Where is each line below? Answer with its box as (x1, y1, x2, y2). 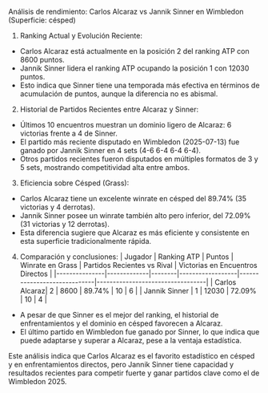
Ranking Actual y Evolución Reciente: (19, 31, 142, 40)
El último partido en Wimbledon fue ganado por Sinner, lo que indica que (19, 327, 260, 336)
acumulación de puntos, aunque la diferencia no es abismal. (19, 89, 218, 99)
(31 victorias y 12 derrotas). (19, 220, 110, 229)
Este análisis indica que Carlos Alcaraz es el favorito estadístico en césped (8, 351, 255, 360)
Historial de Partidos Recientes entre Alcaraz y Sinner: (19, 104, 198, 114)
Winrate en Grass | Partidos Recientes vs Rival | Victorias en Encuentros (19, 261, 258, 269)
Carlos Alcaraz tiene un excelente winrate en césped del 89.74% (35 (19, 194, 246, 203)
